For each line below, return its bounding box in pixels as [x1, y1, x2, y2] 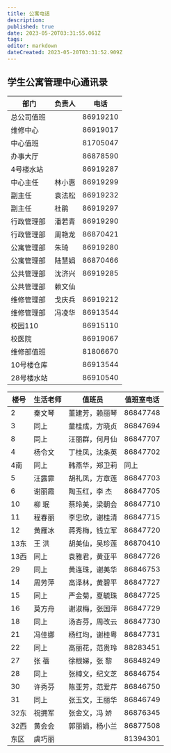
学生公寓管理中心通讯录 [7, 76, 108, 88]
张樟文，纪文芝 [68, 669, 117, 679]
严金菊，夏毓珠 [68, 590, 117, 600]
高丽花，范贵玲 [68, 642, 117, 652]
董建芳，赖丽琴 [68, 408, 117, 418]
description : [7, 17, 45, 24]
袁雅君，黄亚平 [68, 551, 117, 561]
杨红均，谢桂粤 [68, 630, 117, 640]
